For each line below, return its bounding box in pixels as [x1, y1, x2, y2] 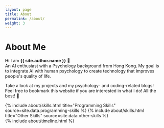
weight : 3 [5, 20, 25, 26]
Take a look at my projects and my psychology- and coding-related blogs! [5, 83, 154, 89]
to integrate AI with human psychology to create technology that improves [5, 68, 155, 74]
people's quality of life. [5, 73, 51, 79]
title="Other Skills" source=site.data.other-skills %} [5, 113, 109, 119]
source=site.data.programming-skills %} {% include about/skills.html [5, 108, 144, 113]
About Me [5, 42, 46, 53]
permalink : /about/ [5, 16, 45, 21]
